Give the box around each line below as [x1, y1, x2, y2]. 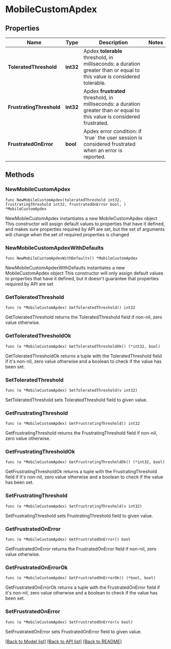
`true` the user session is [83, 134, 142, 141]
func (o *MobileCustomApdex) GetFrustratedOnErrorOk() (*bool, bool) [5, 576, 156, 581]
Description [99, 39, 128, 46]
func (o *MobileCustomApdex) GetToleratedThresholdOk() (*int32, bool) [5, 344, 160, 349]
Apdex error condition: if [83, 128, 142, 134]
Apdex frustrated [83, 88, 126, 95]
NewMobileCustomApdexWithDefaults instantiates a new [5, 264, 125, 271]
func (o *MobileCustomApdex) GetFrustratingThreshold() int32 [5, 421, 140, 426]
